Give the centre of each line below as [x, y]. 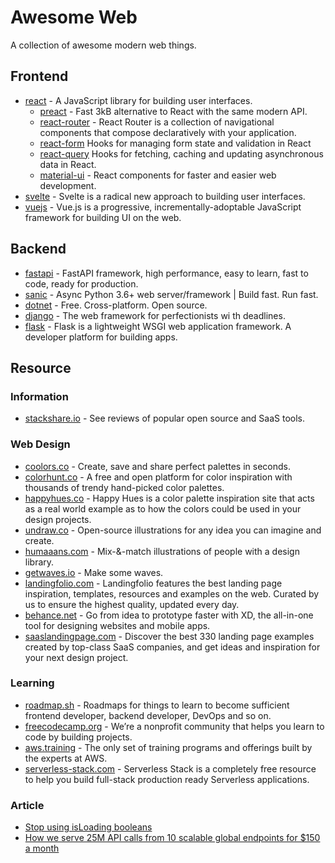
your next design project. [76, 657]
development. [68, 185]
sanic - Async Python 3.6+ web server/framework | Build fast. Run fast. [171, 294]
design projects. [58, 519]
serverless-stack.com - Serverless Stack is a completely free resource [170, 768]
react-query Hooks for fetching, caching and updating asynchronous [181, 153]
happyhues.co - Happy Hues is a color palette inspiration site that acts [169, 498]
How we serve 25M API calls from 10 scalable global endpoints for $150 [172, 838]
